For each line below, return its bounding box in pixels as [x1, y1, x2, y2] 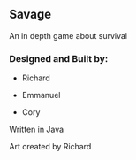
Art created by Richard [9, 141, 92, 152]
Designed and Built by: [9, 52, 109, 65]
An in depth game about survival [9, 30, 128, 41]
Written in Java [9, 124, 64, 135]
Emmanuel [21, 90, 61, 101]
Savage [9, 7, 51, 22]
